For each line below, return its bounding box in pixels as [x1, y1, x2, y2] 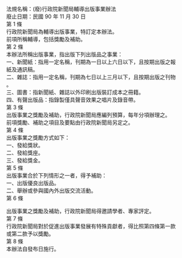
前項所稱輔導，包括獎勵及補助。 [6, 36, 86, 42]
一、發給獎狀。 [6, 142, 44, 148]
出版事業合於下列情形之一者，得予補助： [6, 172, 107, 179]
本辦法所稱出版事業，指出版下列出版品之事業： [6, 51, 123, 58]
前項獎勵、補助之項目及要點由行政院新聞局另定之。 [6, 119, 134, 126]
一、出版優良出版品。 [6, 179, 59, 187]
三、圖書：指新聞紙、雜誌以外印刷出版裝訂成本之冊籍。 [6, 88, 144, 96]
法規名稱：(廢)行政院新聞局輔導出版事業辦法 [6, 5, 117, 12]
